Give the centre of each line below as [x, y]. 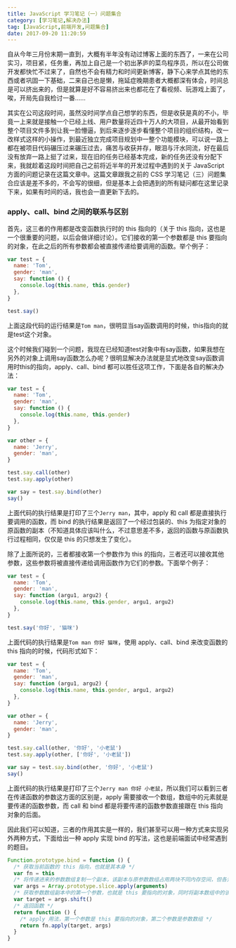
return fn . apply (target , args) [66, 926]
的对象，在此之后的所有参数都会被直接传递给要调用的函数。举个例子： [109, 246]
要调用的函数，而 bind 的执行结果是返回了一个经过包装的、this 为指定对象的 [117, 521]
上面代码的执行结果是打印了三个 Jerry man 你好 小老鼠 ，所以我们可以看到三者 [118, 788]
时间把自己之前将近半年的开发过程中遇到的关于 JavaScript [140, 166]
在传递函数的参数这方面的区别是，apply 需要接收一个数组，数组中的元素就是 [118, 796]
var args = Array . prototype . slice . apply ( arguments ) [91, 886]
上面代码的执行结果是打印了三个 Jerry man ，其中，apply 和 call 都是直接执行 [117, 512]
